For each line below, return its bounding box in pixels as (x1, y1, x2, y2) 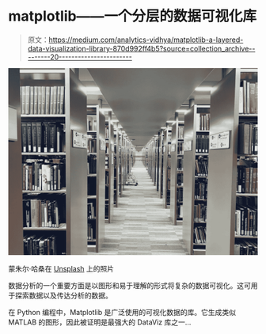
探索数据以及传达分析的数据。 (14, 290, 112, 300)
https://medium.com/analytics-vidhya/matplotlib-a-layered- (48, 35, 244, 44)
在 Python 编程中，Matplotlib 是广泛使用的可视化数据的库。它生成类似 (8, 307, 236, 317)
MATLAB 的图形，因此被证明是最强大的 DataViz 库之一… (8, 317, 192, 327)
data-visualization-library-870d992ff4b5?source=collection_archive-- (27, 44, 256, 53)
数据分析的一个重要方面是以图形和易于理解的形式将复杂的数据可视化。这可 (8, 280, 251, 290)
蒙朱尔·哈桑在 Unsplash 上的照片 (8, 264, 115, 273)
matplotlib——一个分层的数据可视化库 (8, 7, 257, 25)
